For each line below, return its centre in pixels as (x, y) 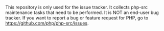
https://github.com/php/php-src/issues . (47, 23)
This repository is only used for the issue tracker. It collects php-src (77, 7)
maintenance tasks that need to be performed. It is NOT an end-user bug (82, 12)
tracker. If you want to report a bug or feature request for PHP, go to (77, 18)
